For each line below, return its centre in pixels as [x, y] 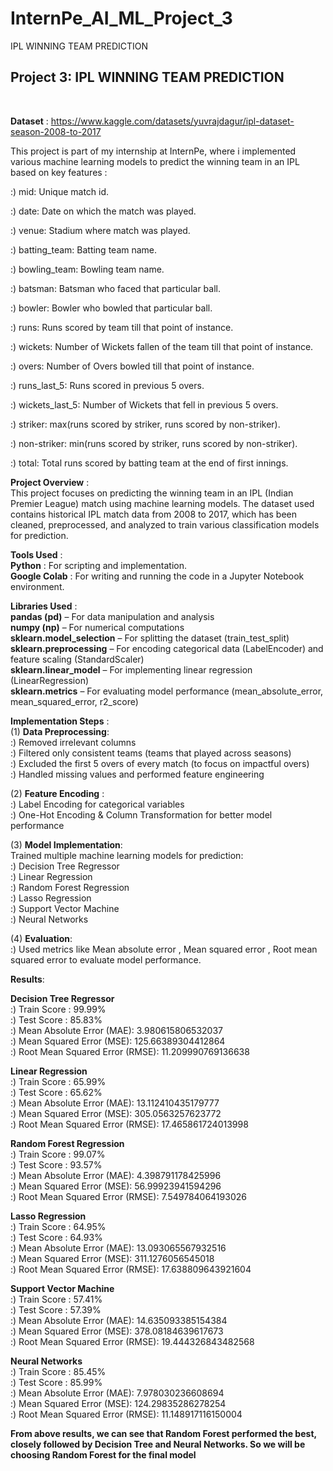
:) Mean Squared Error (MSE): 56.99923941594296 [116, 1186]
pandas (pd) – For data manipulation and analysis [112, 616]
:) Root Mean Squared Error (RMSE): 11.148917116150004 [126, 1414]
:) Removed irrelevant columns [73, 742]
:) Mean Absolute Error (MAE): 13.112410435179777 [115, 1103]
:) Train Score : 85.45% [58, 1371]
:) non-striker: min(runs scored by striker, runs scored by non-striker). [154, 443]
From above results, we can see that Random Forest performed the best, [163, 1433]
